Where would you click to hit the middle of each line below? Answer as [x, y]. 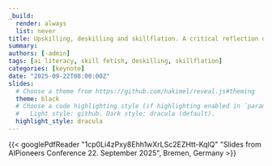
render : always [41, 23]
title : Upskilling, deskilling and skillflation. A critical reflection [134, 38]
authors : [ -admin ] [39, 53]
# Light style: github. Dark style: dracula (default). [116, 114]
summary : [23, 46]
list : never [36, 31]
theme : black [38, 99]
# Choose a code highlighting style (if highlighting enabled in [128, 106]
